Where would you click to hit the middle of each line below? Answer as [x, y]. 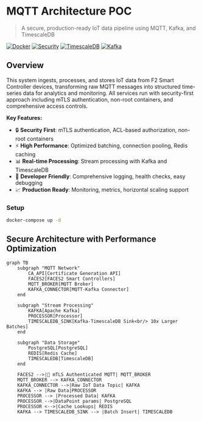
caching [25, 154]
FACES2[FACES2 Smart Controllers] [72, 279]
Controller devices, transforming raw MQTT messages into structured [93, 86]
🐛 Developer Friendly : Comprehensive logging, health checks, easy [100, 176]
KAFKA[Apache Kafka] [54, 311]
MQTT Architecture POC [69, 11]
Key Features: [24, 117]
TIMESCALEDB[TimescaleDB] [61, 358]
